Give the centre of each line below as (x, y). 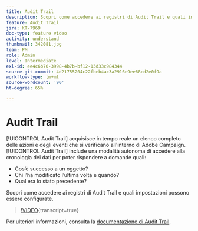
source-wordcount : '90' (35, 83)
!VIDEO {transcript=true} (50, 210)
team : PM (17, 50)
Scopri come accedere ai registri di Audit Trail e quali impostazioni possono (98, 192)
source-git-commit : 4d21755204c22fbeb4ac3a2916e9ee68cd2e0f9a (84, 72)
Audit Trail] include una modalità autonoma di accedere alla (113, 151)
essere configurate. (30, 199)
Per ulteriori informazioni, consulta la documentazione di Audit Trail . (88, 222)
